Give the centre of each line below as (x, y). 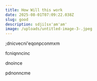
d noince (14, 63)
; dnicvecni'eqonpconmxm (33, 43)
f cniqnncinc (18, 53)
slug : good (17, 19)
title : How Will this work (34, 10)
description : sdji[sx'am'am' (36, 24)
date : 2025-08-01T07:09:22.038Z (40, 15)
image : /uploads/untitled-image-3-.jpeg (49, 29)
